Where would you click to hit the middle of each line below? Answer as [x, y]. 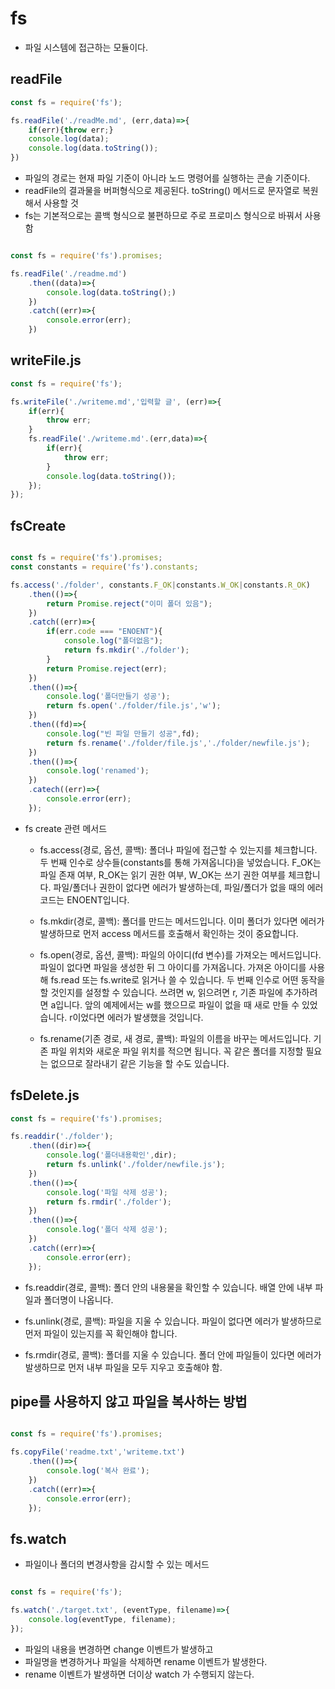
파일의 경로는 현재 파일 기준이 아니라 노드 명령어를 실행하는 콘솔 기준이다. [167, 178]
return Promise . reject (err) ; [107, 668]
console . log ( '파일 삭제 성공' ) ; [107, 1192]
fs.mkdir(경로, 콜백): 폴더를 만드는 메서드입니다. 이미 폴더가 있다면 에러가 [182, 921]
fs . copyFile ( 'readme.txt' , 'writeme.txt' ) [98, 1452]
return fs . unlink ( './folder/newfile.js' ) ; [136, 1165]
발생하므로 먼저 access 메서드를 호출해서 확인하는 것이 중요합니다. [169, 933]
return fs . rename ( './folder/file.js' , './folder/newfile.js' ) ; [178, 743]
